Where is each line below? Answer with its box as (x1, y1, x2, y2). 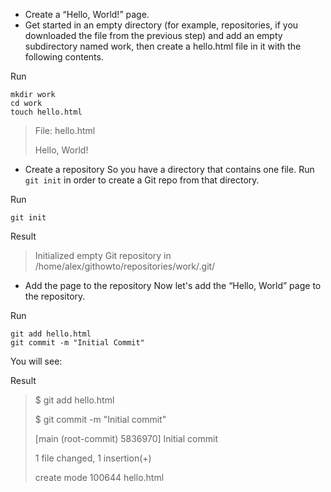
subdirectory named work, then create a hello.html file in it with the (24, 40, 302, 52)
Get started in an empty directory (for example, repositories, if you (24, 19, 299, 31)
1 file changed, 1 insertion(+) (34, 452, 152, 464)
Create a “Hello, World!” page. (24, 9, 150, 20)
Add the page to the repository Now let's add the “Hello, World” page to (24, 280, 322, 291)
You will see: (10, 355, 63, 367)
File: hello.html (34, 125, 96, 136)
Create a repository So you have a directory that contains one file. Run (24, 164, 315, 175)
